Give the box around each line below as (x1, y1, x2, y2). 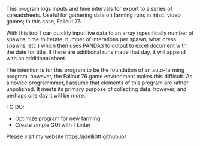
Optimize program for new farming (14, 115, 101, 122)
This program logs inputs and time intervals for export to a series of (6, 5, 172, 12)
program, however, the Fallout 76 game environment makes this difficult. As (6, 73, 193, 80)
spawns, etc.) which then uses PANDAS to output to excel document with (6, 42, 187, 49)
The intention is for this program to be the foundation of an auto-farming (6, 66, 185, 74)
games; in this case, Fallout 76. (6, 18, 83, 25)
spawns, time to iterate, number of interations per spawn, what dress (6, 36, 177, 42)
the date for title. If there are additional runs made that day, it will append (6, 48, 186, 56)
